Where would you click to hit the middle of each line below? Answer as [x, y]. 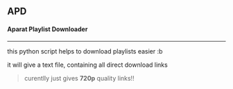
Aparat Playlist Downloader [48, 29]
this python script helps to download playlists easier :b [85, 51]
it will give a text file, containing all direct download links [87, 65]
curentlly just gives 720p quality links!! [79, 78]
